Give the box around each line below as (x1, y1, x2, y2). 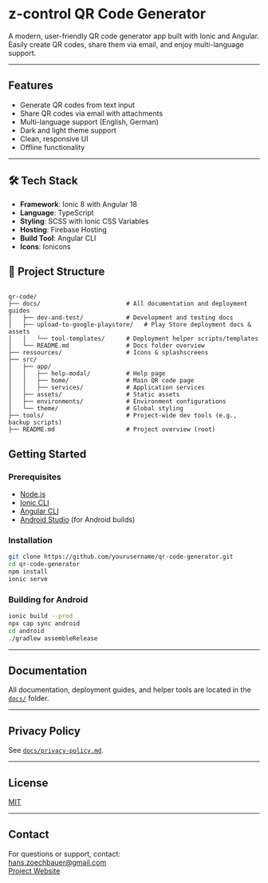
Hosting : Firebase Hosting (19, 224, 108, 234)
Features (8, 79, 53, 93)
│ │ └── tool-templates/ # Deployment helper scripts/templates (8, 335, 259, 343)
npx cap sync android (8, 620, 81, 628)
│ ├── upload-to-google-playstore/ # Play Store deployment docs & (8, 321, 251, 329)
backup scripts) (8, 418, 62, 427)
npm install (8, 568, 48, 576)
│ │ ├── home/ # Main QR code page (8, 377, 195, 385)
